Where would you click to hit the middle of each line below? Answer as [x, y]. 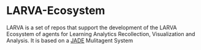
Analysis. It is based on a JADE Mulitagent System [70, 40]
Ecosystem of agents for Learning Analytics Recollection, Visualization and [101, 34]
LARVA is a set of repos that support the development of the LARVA [92, 27]
